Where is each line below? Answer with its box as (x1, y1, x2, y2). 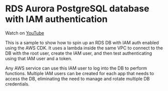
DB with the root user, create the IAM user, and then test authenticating (5, 50, 152, 56)
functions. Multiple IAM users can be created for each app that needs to (5, 70, 154, 76)
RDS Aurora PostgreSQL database (5, 3, 149, 14)
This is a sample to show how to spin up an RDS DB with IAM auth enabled (5, 39, 159, 45)
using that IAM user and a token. (5, 55, 73, 61)
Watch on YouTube (5, 30, 44, 36)
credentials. (5, 81, 30, 87)
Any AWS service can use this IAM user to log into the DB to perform (5, 65, 147, 71)
